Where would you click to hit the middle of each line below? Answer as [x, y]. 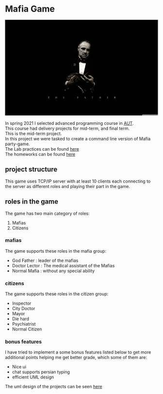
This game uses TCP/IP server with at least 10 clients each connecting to [78, 181]
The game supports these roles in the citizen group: [57, 294]
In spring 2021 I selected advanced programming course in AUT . [69, 123]
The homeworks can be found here [40, 154]
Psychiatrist [24, 324]
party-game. [17, 144]
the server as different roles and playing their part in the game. [67, 186]
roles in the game [32, 202]
